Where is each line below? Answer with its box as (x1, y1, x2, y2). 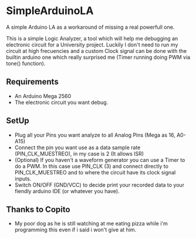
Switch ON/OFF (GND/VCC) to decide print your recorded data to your (14, 181, 185, 188)
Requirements (6, 77, 59, 87)
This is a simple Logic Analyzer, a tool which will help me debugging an (6, 35, 178, 42)
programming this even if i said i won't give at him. (14, 226, 137, 233)
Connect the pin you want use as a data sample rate (14, 144, 141, 151)
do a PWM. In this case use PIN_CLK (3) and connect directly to (14, 163, 169, 170)
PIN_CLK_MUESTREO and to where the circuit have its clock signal (14, 169, 176, 176)
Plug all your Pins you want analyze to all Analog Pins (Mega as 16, (14, 131, 175, 139)
